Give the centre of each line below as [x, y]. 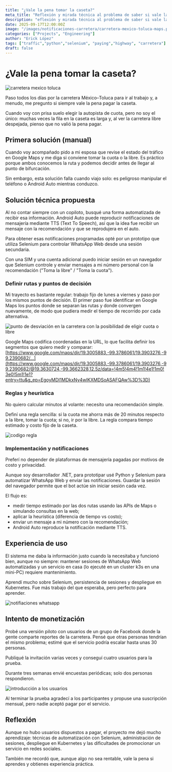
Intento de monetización [45, 619]
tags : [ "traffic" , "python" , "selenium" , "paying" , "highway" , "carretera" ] [86, 44]
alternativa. [17, 317]
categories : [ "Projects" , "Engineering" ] [50, 34]
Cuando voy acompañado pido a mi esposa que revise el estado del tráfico [84, 152]
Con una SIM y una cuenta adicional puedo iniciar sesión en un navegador [84, 260]
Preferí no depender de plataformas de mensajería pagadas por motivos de [85, 460]
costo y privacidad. [26, 465]
